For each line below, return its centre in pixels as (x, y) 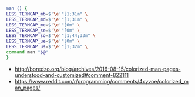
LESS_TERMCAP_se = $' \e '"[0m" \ (43, 30)
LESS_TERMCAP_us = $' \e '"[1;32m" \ (47, 47)
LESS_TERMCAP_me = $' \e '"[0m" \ (43, 25)
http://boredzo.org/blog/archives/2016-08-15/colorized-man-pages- (97, 69)
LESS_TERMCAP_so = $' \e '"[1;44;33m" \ (51, 36)
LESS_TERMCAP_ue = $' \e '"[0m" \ (43, 41)
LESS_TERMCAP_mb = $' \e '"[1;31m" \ (47, 14)
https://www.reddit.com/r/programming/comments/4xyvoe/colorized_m (102, 81)
